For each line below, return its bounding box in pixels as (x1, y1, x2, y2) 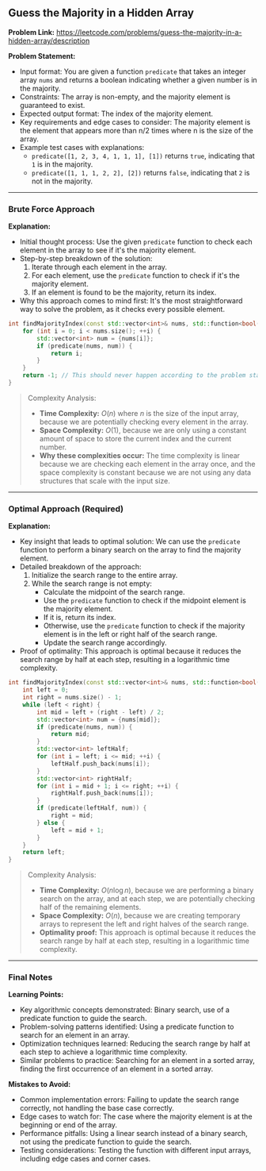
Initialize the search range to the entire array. (31, 571, 178, 580)
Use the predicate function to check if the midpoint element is (43, 595, 247, 606)
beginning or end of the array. (19, 1120, 117, 1130)
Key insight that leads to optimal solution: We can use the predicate (19, 537, 241, 546)
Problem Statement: (8, 51, 76, 60)
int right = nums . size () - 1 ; (22, 694, 123, 702)
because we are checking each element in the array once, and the (39, 459, 256, 468)
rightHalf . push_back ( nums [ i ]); (50, 789, 154, 797)
